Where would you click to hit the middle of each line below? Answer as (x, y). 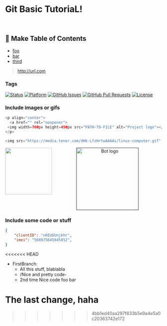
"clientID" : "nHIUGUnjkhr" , (43, 235)
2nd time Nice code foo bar (48, 280)
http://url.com (31, 71)
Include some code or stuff (38, 220)
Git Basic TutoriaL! (44, 9)
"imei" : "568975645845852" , (43, 240)
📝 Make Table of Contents (46, 39)
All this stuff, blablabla (42, 269)
